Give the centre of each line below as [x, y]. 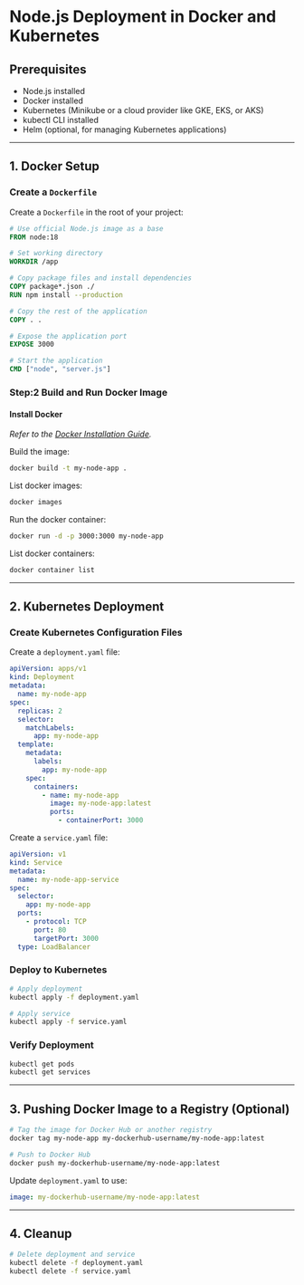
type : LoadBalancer [54, 947]
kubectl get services [50, 1072]
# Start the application [56, 361]
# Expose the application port [68, 336]
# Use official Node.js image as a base [87, 228]
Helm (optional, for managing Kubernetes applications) [124, 129]
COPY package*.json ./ [52, 287]
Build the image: [39, 452]
